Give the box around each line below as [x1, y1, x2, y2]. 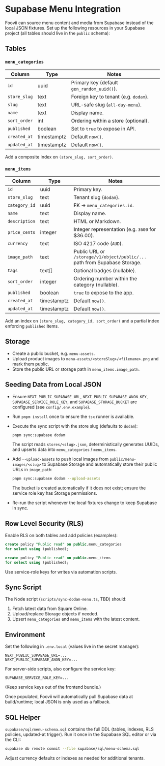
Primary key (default [71, 79, 118, 86]
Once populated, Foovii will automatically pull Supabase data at [5, 694, 134, 700]
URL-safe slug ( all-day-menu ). [71, 101, 141, 108]
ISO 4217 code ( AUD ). [73, 240, 123, 247]
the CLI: [5, 737, 21, 743]
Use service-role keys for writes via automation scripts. [5, 569, 117, 574]
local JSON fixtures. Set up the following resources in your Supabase [5, 25, 145, 31]
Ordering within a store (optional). [71, 117, 149, 124]
